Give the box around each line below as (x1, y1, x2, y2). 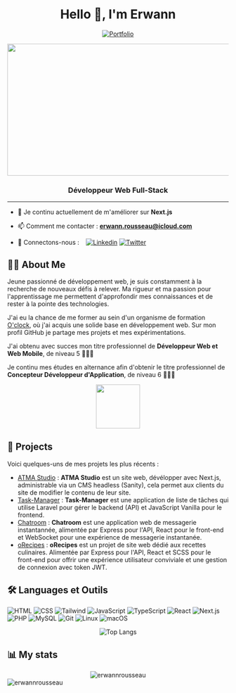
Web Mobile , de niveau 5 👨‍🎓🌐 (7, 350, 94, 358)
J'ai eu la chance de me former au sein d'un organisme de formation (7, 313, 206, 322)
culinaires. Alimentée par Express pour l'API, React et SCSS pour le (17, 548, 211, 557)
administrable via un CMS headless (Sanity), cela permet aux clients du (17, 481, 224, 489)
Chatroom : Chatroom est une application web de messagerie (17, 518, 197, 526)
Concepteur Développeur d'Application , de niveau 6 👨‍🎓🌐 (7, 371, 176, 379)
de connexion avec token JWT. (17, 563, 107, 571)
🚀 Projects (7, 441, 53, 453)
